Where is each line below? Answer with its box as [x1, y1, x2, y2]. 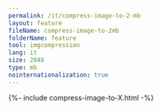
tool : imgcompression [8, 41, 81, 49]
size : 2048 [8, 57, 45, 65]
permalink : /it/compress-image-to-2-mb [8, 11, 141, 20]
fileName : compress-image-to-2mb [8, 26, 120, 34]
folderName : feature [8, 33, 77, 42]
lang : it [8, 49, 38, 57]
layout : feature [8, 19, 62, 27]
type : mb [8, 64, 38, 72]
